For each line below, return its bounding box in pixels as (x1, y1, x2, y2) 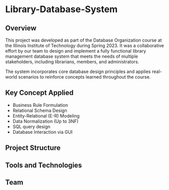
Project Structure (5, 143, 61, 153)
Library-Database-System (5, 4, 118, 15)
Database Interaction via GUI (12, 129, 73, 135)
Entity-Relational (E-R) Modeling (12, 112, 80, 119)
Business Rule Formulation (12, 102, 68, 108)
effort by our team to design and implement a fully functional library (5, 48, 146, 54)
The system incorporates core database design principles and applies (5, 68, 151, 74)
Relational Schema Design (12, 107, 67, 113)
